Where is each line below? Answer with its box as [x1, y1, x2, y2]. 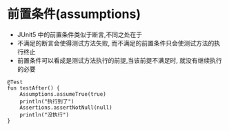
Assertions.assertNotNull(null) [19, 104, 112, 111]
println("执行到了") [19, 98, 74, 105]
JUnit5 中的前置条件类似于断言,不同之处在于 [17, 30, 143, 39]
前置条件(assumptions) [7, 6, 141, 22]
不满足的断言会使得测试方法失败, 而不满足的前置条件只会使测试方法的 [17, 39, 215, 47]
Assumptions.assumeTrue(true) [19, 90, 107, 97]
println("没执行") [19, 111, 70, 118]
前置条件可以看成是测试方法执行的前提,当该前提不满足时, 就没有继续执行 [17, 56, 222, 64]
